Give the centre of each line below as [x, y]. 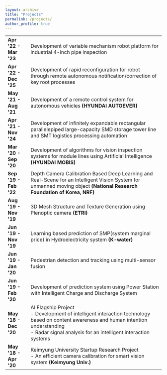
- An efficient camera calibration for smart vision [87, 356]
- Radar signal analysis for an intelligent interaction [90, 333]
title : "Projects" [24, 14]
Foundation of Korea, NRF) [63, 192]
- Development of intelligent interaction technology [90, 314]
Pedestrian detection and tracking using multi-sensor [93, 260]
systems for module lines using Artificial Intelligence [91, 156]
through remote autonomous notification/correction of [94, 76]
